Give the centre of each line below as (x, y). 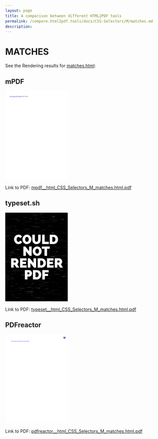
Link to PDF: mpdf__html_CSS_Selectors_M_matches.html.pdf (68, 187)
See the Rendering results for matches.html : (50, 66)
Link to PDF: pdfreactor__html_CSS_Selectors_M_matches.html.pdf (74, 431)
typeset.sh (22, 203)
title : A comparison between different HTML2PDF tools (63, 16)
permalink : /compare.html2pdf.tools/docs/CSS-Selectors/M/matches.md (79, 21)
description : (19, 27)
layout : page (19, 11)
